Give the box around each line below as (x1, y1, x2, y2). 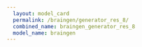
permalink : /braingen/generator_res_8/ (13, 17, 129, 23)
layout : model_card (13, 10, 70, 17)
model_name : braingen (13, 29, 76, 37)
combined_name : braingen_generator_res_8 (13, 23, 136, 30)
